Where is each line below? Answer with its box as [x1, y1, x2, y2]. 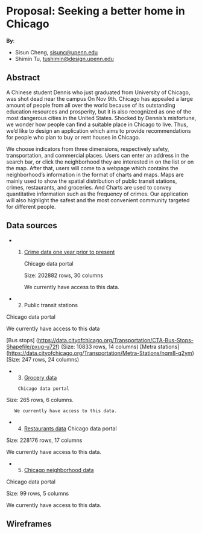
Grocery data [24, 374, 57, 381]
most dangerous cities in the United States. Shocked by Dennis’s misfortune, [6, 114, 197, 121]
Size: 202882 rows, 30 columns [24, 272, 104, 279]
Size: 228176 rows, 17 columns [6, 436, 83, 444]
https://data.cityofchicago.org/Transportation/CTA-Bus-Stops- [38, 336, 194, 343]
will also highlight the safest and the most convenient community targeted [6, 196, 190, 203]
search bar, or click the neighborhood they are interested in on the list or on [6, 158, 194, 165]
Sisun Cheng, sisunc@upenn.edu [14, 48, 98, 56]
